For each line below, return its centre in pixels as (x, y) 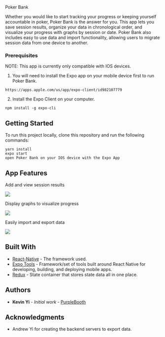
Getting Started (29, 123)
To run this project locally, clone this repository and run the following (75, 135)
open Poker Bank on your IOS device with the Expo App (63, 158)
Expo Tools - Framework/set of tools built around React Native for (79, 264)
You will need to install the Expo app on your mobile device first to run (83, 76)
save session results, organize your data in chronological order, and (74, 27)
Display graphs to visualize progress (42, 203)
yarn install (18, 150)
